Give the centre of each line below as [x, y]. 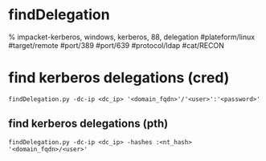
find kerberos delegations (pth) [88, 124]
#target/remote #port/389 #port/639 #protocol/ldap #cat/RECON [117, 45]
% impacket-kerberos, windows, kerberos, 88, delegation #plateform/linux [132, 37]
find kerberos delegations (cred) [119, 78]
